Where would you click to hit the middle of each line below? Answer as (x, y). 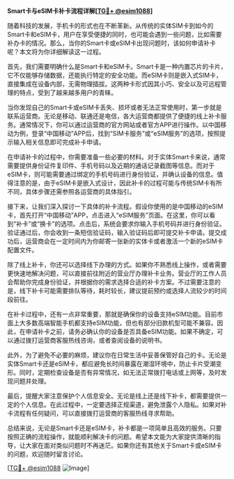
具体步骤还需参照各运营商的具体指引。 (80, 192)
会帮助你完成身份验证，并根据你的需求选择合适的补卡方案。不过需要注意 (111, 282)
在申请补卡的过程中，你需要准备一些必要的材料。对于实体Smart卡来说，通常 (117, 157)
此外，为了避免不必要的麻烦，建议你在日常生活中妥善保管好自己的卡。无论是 (117, 355)
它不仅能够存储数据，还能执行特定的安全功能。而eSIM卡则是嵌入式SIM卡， (115, 75)
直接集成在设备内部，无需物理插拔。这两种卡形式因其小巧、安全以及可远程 (114, 84)
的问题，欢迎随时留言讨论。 (47, 454)
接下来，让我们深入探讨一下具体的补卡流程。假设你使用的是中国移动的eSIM (115, 206)
